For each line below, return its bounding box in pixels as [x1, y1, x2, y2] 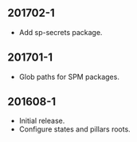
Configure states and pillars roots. [18, 124, 131, 134]
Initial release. [18, 116, 65, 126]
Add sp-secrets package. [18, 27, 103, 37]
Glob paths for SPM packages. [18, 72, 120, 81]
